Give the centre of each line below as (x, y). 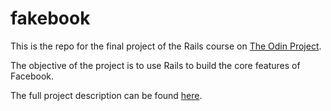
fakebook (50, 18)
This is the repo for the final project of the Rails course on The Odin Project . (166, 46)
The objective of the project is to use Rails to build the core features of (155, 65)
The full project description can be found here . (106, 95)
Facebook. (32, 76)
